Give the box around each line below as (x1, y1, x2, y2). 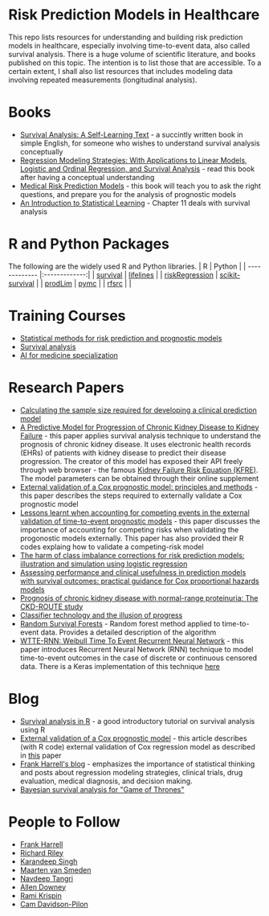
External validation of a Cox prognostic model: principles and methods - (19, 482, 259, 491)
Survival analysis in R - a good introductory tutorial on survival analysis (19, 716, 255, 725)
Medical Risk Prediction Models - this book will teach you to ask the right (19, 181, 261, 191)
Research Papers (8, 378, 124, 396)
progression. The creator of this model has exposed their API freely (19, 456, 243, 466)
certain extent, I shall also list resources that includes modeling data (8, 66, 233, 76)
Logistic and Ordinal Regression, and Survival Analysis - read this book (19, 163, 255, 174)
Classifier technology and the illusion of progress (19, 610, 183, 620)
